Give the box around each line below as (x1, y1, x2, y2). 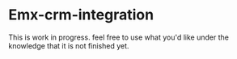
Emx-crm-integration (8, 6, 154, 24)
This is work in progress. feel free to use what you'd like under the (8, 32, 229, 42)
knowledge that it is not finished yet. (8, 40, 129, 50)
